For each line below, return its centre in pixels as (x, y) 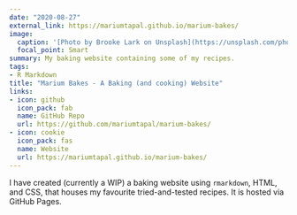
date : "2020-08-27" (45, 17)
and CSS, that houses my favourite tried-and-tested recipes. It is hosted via (147, 192)
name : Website (43, 149)
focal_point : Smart (53, 50)
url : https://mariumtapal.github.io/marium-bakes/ (112, 157)
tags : (19, 67)
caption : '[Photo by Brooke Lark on (84, 42)
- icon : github (37, 100)
